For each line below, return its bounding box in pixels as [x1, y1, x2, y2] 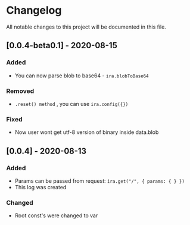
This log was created [14, 183, 67, 190]
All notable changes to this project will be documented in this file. [6, 23, 167, 30]
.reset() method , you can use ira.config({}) [14, 100, 129, 107]
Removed [6, 87, 35, 95]
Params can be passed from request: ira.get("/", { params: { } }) [14, 177, 185, 185]
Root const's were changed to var [14, 212, 98, 219]
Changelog [6, 4, 62, 17]
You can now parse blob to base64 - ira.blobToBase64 [14, 72, 149, 79]
